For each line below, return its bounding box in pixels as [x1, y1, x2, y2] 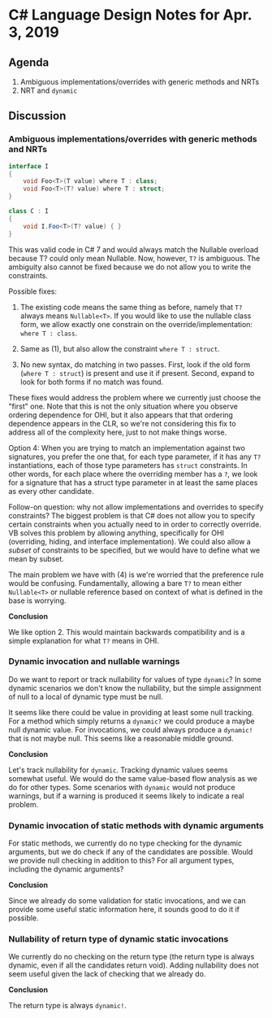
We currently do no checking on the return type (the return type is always [8, 952, 255, 962]
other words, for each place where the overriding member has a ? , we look [8, 469, 258, 478]
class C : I [8, 208, 49, 216]
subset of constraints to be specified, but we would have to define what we [8, 545, 261, 555]
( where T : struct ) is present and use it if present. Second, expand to [19, 368, 255, 378]
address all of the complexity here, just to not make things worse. [8, 427, 227, 437]
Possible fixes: [8, 286, 57, 296]
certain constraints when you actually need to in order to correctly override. [8, 519, 261, 529]
